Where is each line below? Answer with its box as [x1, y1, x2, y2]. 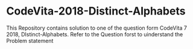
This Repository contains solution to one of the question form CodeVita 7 [6, 24, 187, 31]
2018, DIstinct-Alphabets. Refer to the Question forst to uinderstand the [6, 30, 183, 38]
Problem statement [6, 37, 54, 44]
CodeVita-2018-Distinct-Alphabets [6, 4, 186, 18]
